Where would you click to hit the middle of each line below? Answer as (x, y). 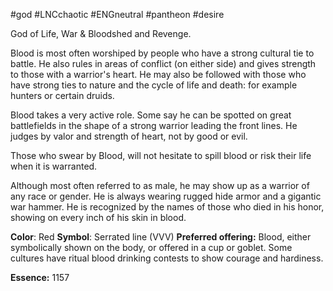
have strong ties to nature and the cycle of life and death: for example (154, 85)
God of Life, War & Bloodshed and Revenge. (101, 33)
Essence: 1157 (40, 277)
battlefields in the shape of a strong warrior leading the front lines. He (154, 125)
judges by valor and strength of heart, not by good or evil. (129, 136)
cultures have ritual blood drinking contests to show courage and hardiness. (167, 258)
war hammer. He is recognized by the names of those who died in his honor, (167, 207)
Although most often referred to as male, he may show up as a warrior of (160, 185)
